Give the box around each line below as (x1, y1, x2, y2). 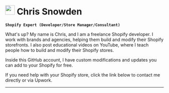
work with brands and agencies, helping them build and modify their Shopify (5, 36, 164, 42)
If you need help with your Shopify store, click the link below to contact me (5, 71, 160, 77)
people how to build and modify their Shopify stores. (5, 47, 114, 53)
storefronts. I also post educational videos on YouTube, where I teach (5, 41, 149, 47)
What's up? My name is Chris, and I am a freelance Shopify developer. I (5, 31, 153, 37)
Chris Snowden (17, 6, 82, 17)
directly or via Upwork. (5, 77, 53, 83)
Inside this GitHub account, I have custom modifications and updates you (5, 56, 157, 62)
